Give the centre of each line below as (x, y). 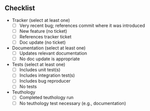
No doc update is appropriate (50, 59)
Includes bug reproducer (45, 81)
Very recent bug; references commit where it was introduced (82, 25)
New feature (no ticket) (43, 31)
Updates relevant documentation (53, 53)
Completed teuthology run (46, 98)
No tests (28, 87)
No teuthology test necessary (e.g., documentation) (72, 103)
